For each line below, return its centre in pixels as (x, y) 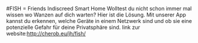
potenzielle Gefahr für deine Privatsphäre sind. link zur (73, 27)
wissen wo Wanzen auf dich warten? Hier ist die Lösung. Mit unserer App (96, 15)
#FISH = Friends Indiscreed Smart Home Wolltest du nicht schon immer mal (99, 9)
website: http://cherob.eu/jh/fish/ (46, 34)
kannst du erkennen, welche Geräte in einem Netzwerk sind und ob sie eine (99, 21)
